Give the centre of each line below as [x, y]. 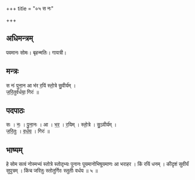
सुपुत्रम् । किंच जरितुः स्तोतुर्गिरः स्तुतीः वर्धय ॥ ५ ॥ [52, 171]
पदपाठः [15, 111]
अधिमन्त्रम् [20, 38]
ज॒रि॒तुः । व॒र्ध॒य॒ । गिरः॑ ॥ [28, 131]
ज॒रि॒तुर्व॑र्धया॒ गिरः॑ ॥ [22, 92]
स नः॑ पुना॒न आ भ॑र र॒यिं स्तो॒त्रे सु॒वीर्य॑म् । [41, 85]
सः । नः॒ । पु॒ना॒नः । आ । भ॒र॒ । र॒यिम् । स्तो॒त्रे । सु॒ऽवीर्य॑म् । [61, 124]
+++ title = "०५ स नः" [30, 8]
